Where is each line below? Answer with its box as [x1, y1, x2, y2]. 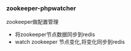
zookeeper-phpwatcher [6, 4, 76, 12]
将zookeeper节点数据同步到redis [14, 31, 95, 38]
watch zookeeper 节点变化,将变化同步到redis [14, 39, 125, 46]
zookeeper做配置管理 [6, 18, 59, 26]
